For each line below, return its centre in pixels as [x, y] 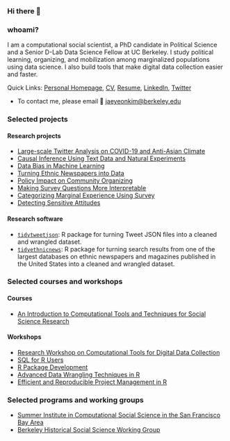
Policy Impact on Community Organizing [75, 181]
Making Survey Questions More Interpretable [82, 188]
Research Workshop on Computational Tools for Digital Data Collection [118, 352]
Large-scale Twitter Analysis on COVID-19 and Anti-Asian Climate [111, 151]
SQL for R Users [40, 360]
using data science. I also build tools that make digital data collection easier [115, 67]
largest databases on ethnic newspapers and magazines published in [116, 256]
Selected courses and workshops [65, 282]
